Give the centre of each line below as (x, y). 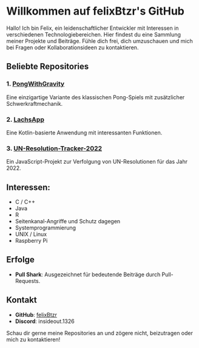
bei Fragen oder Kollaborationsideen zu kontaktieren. (73, 47)
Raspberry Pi (31, 241)
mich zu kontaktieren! (33, 339)
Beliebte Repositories (48, 67)
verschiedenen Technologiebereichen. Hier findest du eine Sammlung (93, 34)
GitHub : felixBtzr (36, 315)
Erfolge (20, 260)
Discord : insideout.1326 (45, 321)
